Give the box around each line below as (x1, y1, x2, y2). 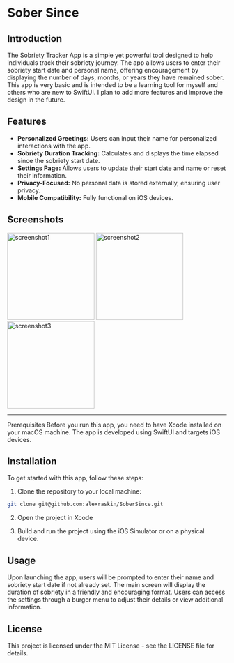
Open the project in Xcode (17, 514, 93, 522)
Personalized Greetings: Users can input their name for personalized (17, 134, 217, 142)
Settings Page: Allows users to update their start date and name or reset (17, 164, 226, 172)
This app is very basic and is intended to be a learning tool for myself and (7, 81, 218, 89)
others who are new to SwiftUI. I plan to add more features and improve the (7, 89, 223, 96)
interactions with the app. (17, 142, 91, 150)
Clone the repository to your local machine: (17, 487, 141, 496)
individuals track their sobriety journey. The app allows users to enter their (7, 59, 221, 67)
